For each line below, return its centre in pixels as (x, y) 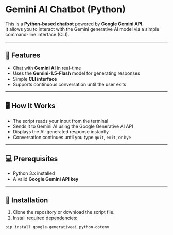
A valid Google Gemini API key (46, 179)
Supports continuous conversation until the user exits (69, 84)
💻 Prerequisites (32, 158)
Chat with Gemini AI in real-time (47, 68)
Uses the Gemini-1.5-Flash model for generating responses (76, 73)
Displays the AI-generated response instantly (61, 131)
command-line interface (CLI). (37, 34)
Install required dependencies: (45, 218)
